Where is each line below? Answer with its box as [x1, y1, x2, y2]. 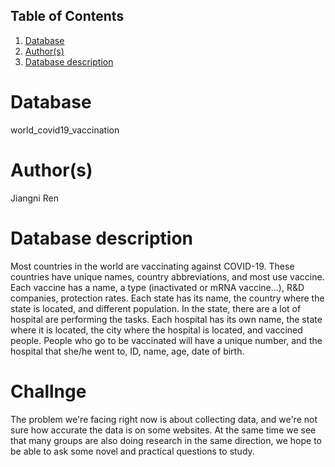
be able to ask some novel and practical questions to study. [10, 445, 255, 457]
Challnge [10, 380, 87, 403]
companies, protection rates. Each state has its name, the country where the [10, 292, 325, 304]
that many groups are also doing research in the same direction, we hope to [10, 434, 322, 446]
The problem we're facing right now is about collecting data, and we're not [10, 413, 318, 425]
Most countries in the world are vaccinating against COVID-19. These [10, 260, 295, 272]
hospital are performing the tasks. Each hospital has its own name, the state [10, 313, 323, 325]
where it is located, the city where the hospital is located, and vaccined [10, 324, 303, 336]
